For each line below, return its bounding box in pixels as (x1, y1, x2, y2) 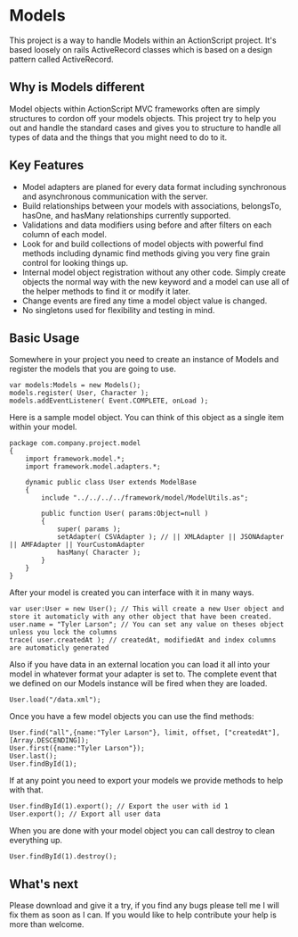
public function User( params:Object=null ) (41, 510, 209, 518)
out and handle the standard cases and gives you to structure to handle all (9, 122, 282, 133)
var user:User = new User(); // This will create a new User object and (9, 604, 285, 614)
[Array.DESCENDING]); (9, 736, 90, 745)
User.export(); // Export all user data (9, 809, 162, 819)
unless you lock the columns (9, 628, 117, 637)
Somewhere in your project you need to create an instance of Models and (9, 354, 279, 365)
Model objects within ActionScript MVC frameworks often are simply (9, 104, 261, 114)
